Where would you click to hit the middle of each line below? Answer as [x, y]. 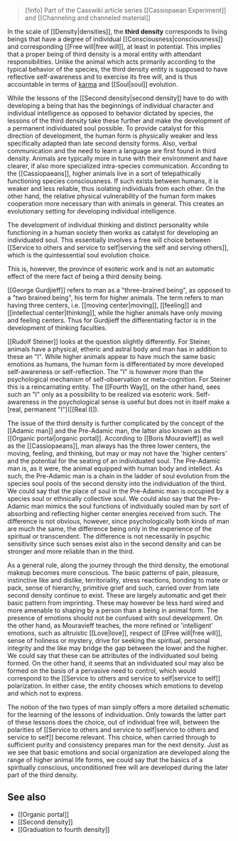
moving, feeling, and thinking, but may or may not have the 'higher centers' [117, 453]
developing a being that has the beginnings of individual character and [111, 105]
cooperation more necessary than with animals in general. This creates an [116, 204]
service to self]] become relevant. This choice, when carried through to [112, 737]
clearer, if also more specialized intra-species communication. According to [118, 166]
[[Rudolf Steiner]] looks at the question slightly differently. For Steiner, [109, 341]
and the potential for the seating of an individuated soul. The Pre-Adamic [114, 461]
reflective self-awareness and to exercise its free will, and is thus [102, 77]
